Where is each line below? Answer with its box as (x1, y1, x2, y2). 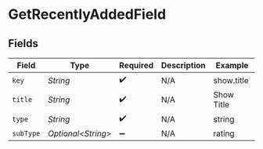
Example (215, 60, 249, 71)
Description (160, 60, 206, 71)
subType (12, 129, 41, 138)
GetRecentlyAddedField (8, 5, 167, 24)
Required (118, 60, 154, 71)
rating (213, 128, 235, 139)
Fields (8, 37, 39, 50)
